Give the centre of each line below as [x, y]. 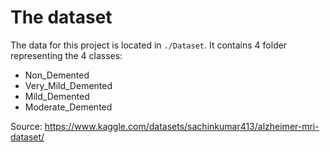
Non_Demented [57, 75]
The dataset [61, 17]
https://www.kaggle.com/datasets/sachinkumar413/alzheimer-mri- [182, 126]
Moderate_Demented [68, 107]
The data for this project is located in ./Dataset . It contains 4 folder [149, 45]
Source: [26, 126]
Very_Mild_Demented [68, 85]
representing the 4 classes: [66, 55]
